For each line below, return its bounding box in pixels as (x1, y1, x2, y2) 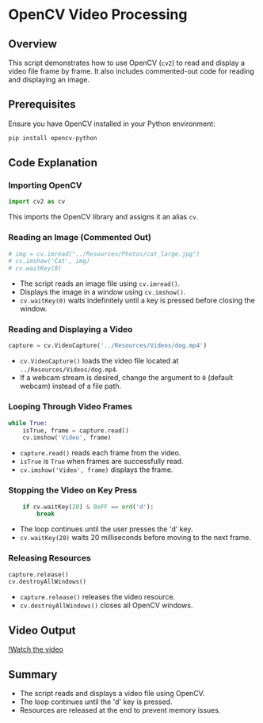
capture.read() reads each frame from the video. (19, 448, 181, 458)
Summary (8, 668, 58, 681)
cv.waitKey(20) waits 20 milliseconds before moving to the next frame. (19, 533, 252, 542)
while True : (8, 419, 48, 427)
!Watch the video (8, 645, 63, 654)
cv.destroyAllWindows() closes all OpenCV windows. (19, 600, 193, 611)
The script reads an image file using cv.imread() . (19, 279, 181, 288)
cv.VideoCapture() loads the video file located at (19, 356, 179, 366)
